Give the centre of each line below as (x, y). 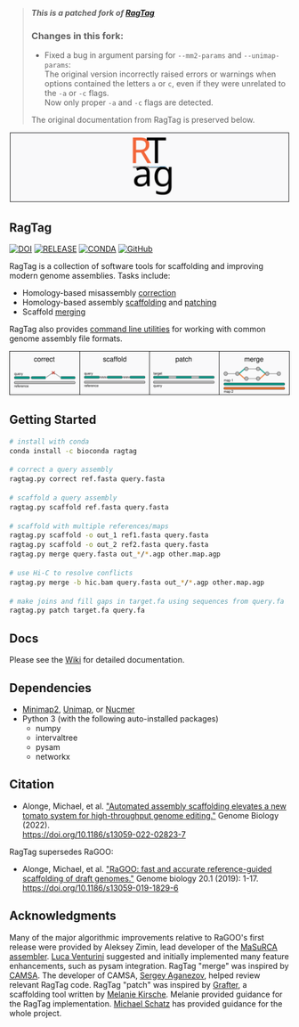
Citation (32, 784)
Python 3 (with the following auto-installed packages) (121, 718)
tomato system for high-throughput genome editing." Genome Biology (150, 815)
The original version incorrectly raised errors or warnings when (160, 74)
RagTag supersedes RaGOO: (61, 852)
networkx (53, 756)
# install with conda (49, 441)
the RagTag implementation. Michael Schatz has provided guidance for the (146, 1003)
